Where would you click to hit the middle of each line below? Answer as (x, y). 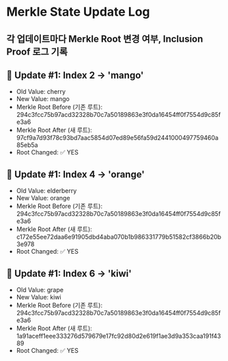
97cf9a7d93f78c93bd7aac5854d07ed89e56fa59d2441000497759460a (117, 138)
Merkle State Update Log (79, 12)
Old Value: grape (40, 290)
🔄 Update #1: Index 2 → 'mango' (75, 75)
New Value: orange (43, 198)
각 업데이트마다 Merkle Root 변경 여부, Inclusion (105, 39)
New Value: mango (43, 99)
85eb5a (27, 145)
